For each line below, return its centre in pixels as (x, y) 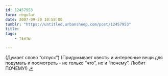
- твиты (22, 39)
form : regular (20, 15)
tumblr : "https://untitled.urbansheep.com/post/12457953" (68, 24)
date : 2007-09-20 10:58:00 (34, 19)
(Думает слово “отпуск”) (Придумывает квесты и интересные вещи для (84, 57)
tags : (11, 34)
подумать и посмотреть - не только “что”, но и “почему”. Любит (75, 63)
